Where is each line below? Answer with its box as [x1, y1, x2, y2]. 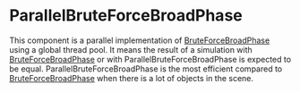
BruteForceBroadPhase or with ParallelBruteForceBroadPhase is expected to [9, 54, 292, 64]
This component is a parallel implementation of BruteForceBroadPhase [9, 35, 270, 46]
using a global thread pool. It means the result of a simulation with [9, 44, 253, 54]
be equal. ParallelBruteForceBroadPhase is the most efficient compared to [9, 63, 283, 74]
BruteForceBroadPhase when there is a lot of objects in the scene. [9, 72, 253, 83]
